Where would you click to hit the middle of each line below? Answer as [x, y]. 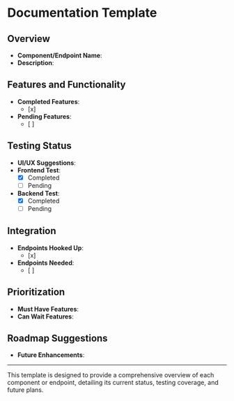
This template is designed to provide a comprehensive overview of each [111, 375]
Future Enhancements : [51, 355]
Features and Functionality [67, 85]
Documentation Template [82, 13]
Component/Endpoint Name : [60, 55]
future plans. [25, 390]
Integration [32, 231]
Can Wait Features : [46, 316]
